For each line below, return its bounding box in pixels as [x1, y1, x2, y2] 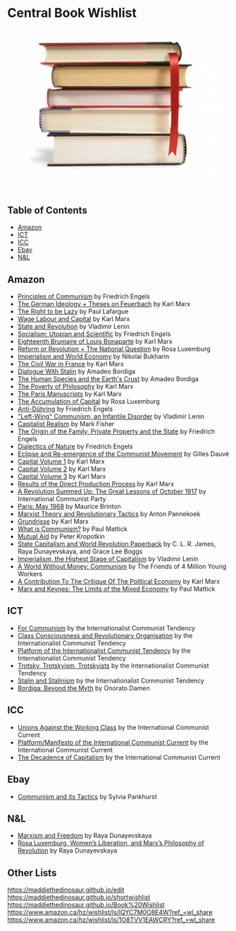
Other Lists [7, 867, 57, 879]
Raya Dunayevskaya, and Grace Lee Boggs [17, 547, 143, 555]
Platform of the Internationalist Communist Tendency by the [17, 646, 192, 654]
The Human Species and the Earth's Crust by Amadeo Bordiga [17, 375, 199, 383]
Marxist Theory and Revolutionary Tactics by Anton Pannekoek [17, 510, 201, 518]
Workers [17, 570, 42, 578]
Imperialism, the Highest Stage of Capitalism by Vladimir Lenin [17, 555, 199, 563]
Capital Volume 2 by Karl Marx [17, 464, 106, 474]
